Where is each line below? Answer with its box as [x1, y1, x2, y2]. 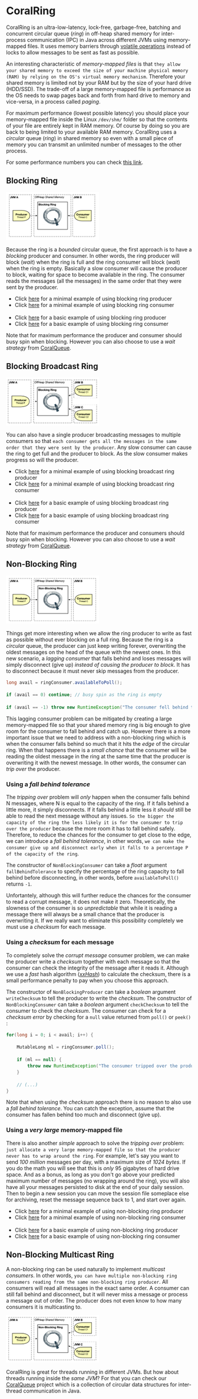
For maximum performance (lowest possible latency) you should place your [6, 109, 190, 117]
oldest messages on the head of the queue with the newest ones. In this [6, 648, 181, 655]
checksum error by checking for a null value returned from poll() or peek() [6, 1013, 192, 1020]
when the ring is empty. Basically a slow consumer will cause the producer [6, 264, 187, 272]
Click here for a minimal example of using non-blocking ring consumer [14, 1214, 186, 1221]
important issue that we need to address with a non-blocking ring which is [6, 734, 187, 741]
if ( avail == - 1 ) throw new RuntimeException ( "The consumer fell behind [6, 705, 189, 710]
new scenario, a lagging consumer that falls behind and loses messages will [6, 655, 191, 662]
